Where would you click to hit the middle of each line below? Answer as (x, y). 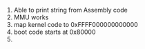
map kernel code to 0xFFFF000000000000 (76, 24)
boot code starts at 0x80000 (55, 32)
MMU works (31, 17)
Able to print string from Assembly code (70, 10)
